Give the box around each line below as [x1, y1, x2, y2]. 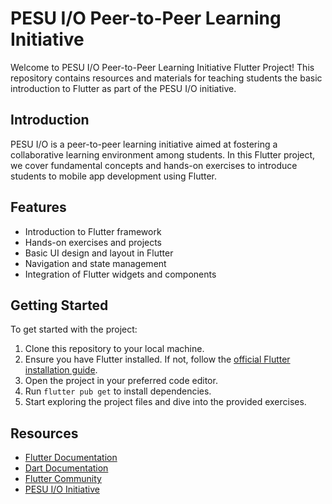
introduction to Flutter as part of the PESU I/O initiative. [10, 82, 237, 94]
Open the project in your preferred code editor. [24, 375, 218, 387]
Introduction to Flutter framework [24, 225, 162, 237]
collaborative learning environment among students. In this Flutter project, [10, 148, 316, 161]
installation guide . [24, 364, 98, 376]
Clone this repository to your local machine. [24, 343, 205, 355]
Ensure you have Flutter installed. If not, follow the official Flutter [24, 353, 291, 366]
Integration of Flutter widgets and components [24, 268, 217, 280]
